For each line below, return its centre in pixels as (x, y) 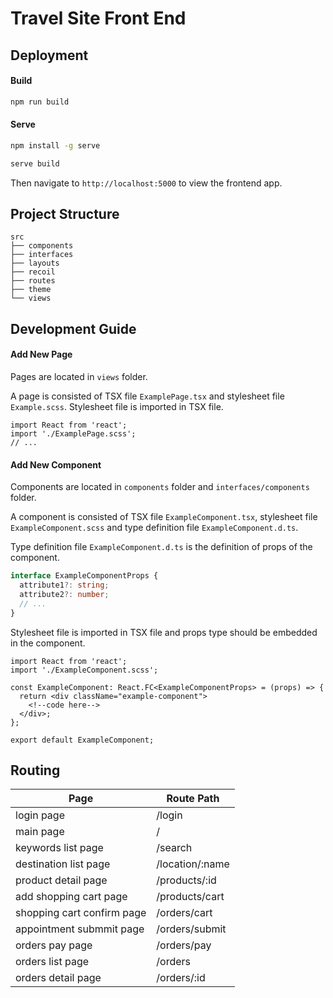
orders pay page (54, 945)
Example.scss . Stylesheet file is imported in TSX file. (117, 407)
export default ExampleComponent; (82, 740)
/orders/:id (181, 978)
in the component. (48, 643)
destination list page (63, 864)
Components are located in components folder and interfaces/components (160, 487)
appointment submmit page (80, 929)
